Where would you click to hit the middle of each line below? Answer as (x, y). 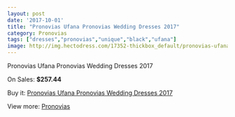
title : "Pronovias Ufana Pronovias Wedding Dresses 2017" (93, 26)
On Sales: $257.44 (34, 79)
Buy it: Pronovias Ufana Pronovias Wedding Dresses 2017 (90, 93)
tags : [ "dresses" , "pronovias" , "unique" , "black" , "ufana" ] (92, 40)
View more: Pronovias (39, 106)
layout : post (26, 14)
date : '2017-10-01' (36, 20)
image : (17, 46)
